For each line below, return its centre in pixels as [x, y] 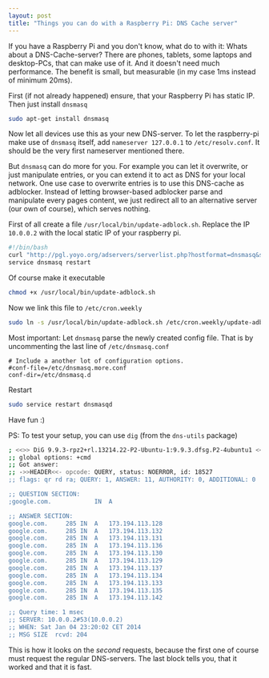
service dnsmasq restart [50, 263]
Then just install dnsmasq [48, 104]
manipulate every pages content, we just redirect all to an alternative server [133, 200]
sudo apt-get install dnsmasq [59, 118]
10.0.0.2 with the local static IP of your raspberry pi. [95, 233]
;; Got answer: [34, 465]
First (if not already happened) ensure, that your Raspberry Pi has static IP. [132, 95]
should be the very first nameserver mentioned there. [96, 151]
